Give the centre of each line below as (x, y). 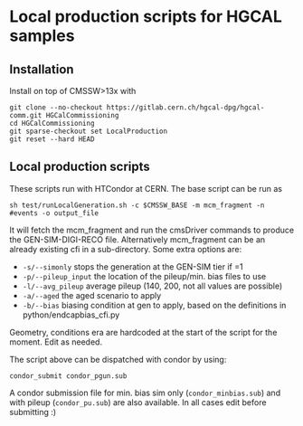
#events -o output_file (54, 213)
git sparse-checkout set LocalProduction (89, 131)
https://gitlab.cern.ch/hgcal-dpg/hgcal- (185, 108)
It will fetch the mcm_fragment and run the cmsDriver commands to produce (152, 230)
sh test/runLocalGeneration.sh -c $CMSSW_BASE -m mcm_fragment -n (137, 205)
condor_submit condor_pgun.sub (68, 376)
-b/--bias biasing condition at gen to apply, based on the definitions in (154, 305)
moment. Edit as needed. (56, 342)
